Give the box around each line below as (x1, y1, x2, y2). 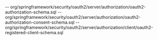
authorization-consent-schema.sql (5, 19, 75, 25)
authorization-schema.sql (5, 9, 57, 15)
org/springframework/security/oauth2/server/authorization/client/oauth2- (5, 25, 154, 30)
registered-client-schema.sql (5, 30, 63, 35)
